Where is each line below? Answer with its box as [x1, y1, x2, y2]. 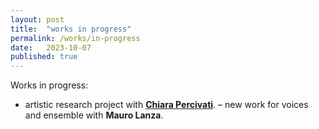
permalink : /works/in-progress [10, 33, 141, 43]
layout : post [10, 14, 65, 25]
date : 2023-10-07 [10, 42, 92, 53]
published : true [10, 52, 78, 62]
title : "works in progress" [10, 24, 132, 34]
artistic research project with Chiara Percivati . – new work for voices [24, 99, 309, 111]
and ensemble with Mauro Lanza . [24, 109, 164, 121]
